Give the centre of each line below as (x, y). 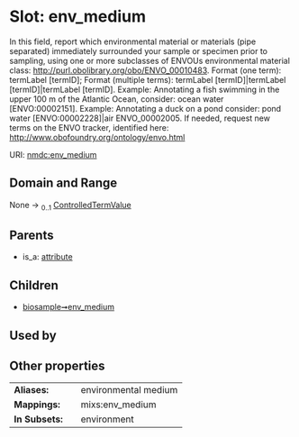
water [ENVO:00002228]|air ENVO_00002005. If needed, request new (140, 118)
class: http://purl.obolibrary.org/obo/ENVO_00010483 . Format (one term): (145, 70)
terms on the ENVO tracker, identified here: (89, 127)
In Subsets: (38, 419)
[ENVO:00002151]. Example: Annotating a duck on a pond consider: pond (145, 108)
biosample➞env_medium (68, 307)
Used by (33, 335)
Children (34, 285)
